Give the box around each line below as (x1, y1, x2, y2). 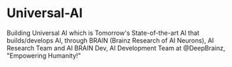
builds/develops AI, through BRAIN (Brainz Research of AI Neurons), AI (6, 36, 214, 44)
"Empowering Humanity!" (6, 51, 81, 60)
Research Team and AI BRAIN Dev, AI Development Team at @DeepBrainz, (6, 43, 226, 52)
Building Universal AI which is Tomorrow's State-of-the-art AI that (6, 29, 200, 37)
